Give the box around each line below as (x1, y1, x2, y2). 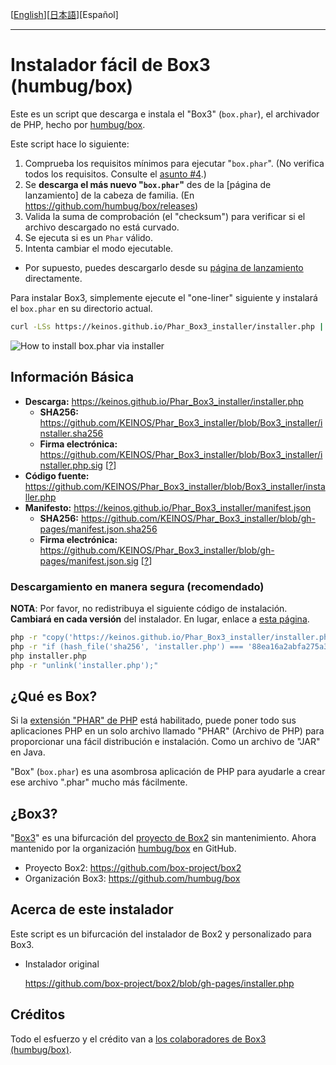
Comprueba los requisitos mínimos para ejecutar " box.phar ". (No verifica (24, 157, 325, 169)
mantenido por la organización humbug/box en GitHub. (10, 843, 237, 855)
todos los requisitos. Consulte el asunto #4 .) (24, 168, 207, 180)
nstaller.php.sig (39, 459, 103, 471)
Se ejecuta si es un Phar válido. (24, 231, 154, 243)
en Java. (10, 746, 46, 758)
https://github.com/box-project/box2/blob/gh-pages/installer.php (24, 977, 295, 989)
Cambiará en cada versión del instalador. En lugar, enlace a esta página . (10, 613, 310, 625)
